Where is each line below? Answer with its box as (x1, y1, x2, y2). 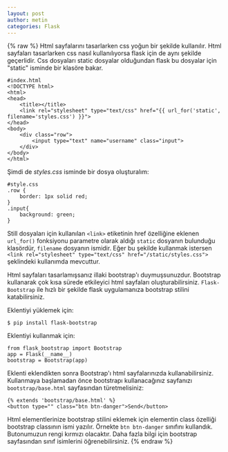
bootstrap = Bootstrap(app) (7, 357, 88, 364)
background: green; (19, 211, 76, 218)
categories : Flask (7, 23, 60, 30)
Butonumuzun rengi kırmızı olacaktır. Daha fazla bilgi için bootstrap (7, 430, 198, 438)
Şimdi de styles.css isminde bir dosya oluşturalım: (7, 168, 150, 176)
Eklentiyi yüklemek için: (7, 306, 74, 315)
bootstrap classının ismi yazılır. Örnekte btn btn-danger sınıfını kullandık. (7, 422, 213, 431)
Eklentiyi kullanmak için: (7, 332, 75, 340)
